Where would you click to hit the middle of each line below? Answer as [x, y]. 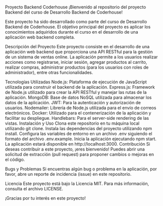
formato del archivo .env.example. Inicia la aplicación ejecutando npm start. [81, 139]
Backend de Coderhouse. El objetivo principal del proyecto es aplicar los [78, 27]
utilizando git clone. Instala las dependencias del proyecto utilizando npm [79, 128]
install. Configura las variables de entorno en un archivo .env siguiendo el [79, 134]
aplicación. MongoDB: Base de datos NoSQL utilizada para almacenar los [78, 97]
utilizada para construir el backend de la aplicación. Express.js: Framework [80, 87]
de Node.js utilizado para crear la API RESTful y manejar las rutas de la [76, 92]
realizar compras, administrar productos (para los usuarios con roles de [77, 67]
